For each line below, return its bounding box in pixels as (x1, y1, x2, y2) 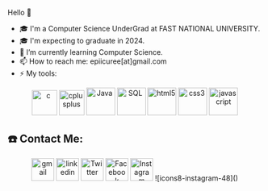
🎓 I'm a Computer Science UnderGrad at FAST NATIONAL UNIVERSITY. (19, 24, 261, 33)
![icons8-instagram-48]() (155, 173, 239, 183)
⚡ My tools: (19, 69, 57, 78)
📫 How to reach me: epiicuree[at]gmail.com (19, 56, 167, 66)
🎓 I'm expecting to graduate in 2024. (19, 36, 145, 45)
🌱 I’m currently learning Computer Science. (19, 48, 163, 56)
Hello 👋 (7, 8, 31, 17)
